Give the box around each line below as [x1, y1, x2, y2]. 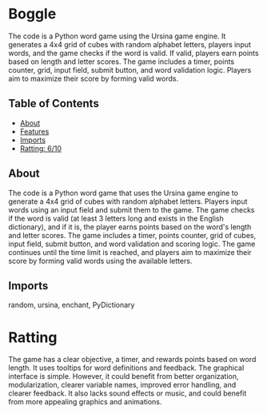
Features [19, 126, 50, 136]
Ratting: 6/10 [19, 143, 62, 153]
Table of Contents [8, 97, 100, 110]
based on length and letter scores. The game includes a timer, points [8, 57, 235, 66]
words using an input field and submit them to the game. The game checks [8, 205, 255, 214]
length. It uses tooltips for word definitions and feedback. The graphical [8, 363, 245, 372]
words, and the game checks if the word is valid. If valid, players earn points [8, 48, 259, 58]
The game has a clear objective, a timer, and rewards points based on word [8, 355, 257, 364]
